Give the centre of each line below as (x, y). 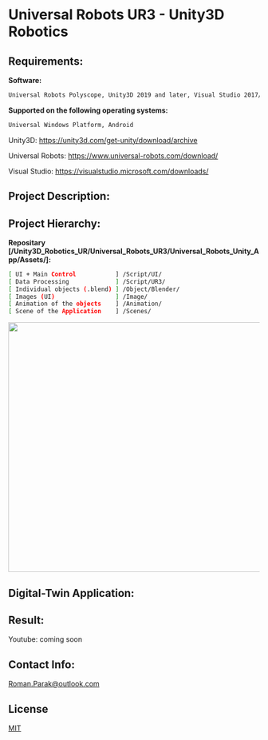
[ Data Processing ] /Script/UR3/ (87, 281)
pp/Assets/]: (30, 259)
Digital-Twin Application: (71, 593)
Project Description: (59, 196)
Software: (25, 80)
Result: (26, 620)
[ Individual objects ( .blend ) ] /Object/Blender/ (94, 289)
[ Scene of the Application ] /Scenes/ (80, 312)
